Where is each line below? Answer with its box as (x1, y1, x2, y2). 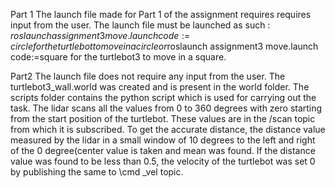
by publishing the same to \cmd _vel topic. (10, 166, 184, 178)
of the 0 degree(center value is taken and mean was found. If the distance (10, 145, 316, 156)
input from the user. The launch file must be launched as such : (10, 19, 271, 31)
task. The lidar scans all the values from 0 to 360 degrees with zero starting (10, 102, 323, 114)
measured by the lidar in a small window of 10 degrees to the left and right (10, 134, 316, 146)
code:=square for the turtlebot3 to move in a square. (10, 51, 227, 63)
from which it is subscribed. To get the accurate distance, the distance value (10, 124, 326, 135)
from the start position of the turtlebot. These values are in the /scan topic (10, 113, 316, 124)
